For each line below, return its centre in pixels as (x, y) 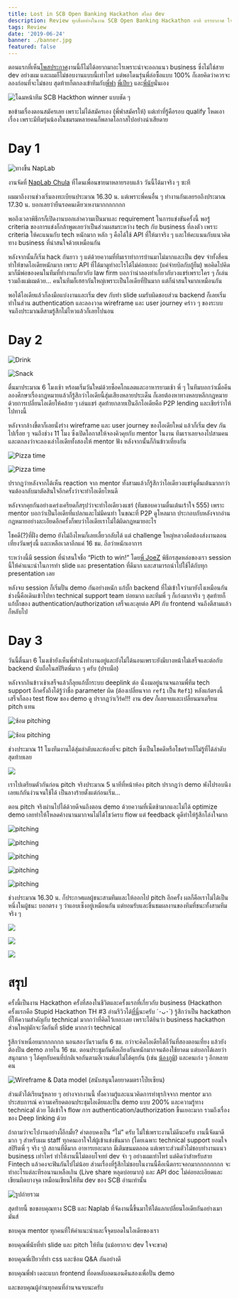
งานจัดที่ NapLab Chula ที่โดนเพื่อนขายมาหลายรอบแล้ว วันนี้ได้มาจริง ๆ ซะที (99, 182)
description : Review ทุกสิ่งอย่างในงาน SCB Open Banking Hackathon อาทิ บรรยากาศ (116, 21)
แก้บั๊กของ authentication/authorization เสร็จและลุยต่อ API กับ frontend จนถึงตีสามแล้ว (120, 603)
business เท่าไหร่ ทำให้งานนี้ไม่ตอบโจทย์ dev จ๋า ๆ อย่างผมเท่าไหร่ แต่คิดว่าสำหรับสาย (110, 1156)
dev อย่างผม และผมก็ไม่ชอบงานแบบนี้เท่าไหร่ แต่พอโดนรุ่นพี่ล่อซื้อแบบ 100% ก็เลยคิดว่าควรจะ (119, 75)
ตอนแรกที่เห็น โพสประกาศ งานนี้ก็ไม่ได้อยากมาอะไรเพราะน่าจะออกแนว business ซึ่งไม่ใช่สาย (116, 67)
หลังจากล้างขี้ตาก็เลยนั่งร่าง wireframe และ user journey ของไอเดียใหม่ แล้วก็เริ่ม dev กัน (117, 425)
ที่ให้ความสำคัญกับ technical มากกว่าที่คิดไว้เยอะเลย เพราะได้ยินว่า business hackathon (117, 1019)
